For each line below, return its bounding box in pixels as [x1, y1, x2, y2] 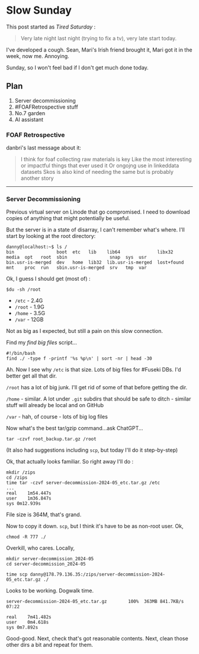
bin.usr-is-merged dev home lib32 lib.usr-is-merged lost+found [6, 259, 184, 266]
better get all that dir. [6, 372, 57, 380]
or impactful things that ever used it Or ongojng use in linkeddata [20, 162, 179, 169]
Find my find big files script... [6, 339, 78, 346]
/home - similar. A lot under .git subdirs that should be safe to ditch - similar [6, 395, 191, 402]
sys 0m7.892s [6, 624, 38, 631]
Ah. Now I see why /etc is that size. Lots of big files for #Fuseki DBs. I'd [6, 366, 182, 373]
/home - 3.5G [14, 310, 46, 317]
